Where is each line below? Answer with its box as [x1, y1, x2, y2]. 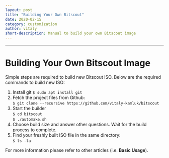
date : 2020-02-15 [5, 17, 42, 22]
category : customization [5, 21, 57, 27]
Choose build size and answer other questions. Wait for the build [12, 121, 147, 127]
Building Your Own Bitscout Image [5, 58, 151, 69]
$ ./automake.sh [12, 117, 47, 122]
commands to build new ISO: [5, 79, 65, 85]
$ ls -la [12, 138, 31, 143]
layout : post [5, 7, 33, 13]
